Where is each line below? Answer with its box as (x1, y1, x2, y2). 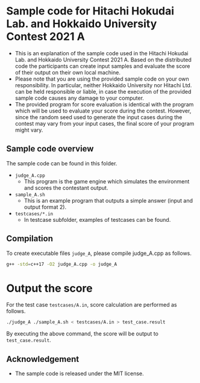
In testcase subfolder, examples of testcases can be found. (23, 216, 171, 223)
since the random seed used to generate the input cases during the (14, 113, 183, 121)
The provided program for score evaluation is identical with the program (14, 100, 194, 108)
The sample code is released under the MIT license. (14, 370, 145, 377)
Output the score (6, 281, 93, 295)
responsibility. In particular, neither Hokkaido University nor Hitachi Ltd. (14, 81, 192, 88)
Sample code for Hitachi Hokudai (6, 4, 175, 18)
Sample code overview (6, 144, 94, 154)
